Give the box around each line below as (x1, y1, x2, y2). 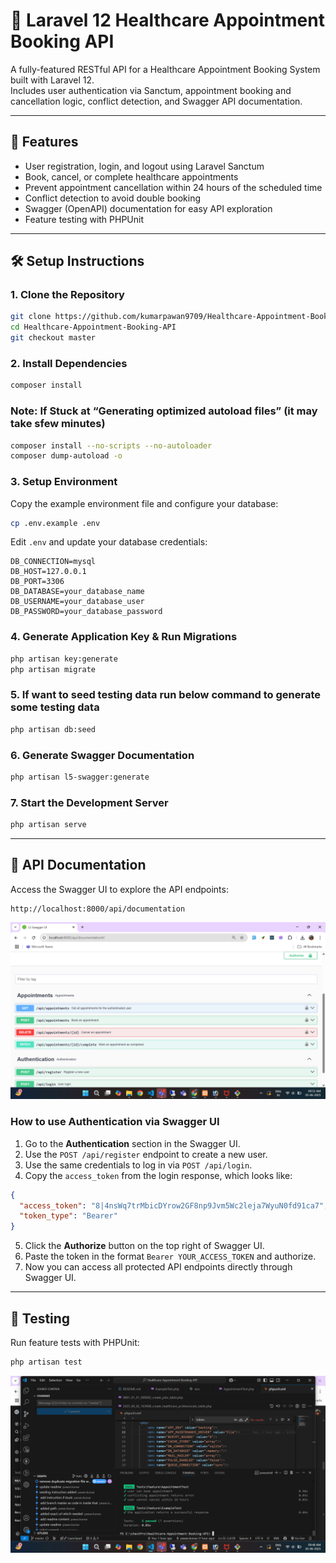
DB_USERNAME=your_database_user (10, 597, 145, 607)
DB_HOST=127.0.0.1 (10, 567, 87, 577)
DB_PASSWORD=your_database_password (10, 607, 163, 617)
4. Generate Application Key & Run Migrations (10, 630, 238, 644)
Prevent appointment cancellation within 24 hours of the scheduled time (24, 181, 323, 193)
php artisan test (10, 1357, 83, 1367)
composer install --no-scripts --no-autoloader (10, 440, 213, 451)
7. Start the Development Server (10, 795, 169, 809)
